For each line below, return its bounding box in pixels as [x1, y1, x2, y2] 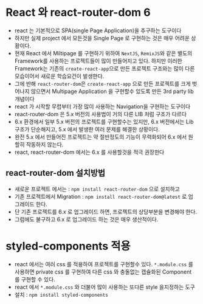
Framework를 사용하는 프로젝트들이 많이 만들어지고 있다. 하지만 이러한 [14, 57, 183, 64]
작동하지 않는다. [26, 140, 64, 148]
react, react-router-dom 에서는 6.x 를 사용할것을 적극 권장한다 [14, 148, 165, 156]
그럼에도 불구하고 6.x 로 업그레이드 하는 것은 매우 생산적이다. [14, 215, 159, 223]
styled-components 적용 [5, 239, 131, 253]
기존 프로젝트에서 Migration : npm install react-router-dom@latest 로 [14, 193, 187, 200]
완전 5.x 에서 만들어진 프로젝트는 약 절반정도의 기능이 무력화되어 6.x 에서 [14, 133, 187, 140]
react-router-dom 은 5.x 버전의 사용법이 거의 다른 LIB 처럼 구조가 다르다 [14, 110, 187, 117]
